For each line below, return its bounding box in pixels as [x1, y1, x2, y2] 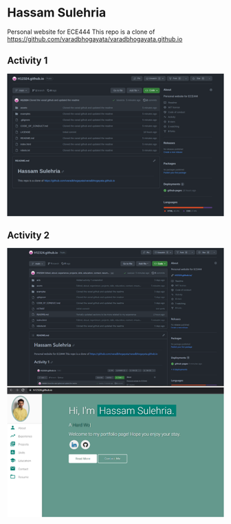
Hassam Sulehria [7, 5, 107, 21]
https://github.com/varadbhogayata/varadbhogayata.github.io [7, 34, 183, 43]
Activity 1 [7, 55, 48, 67]
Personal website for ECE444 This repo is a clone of [7, 28, 155, 36]
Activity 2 [7, 229, 50, 241]
